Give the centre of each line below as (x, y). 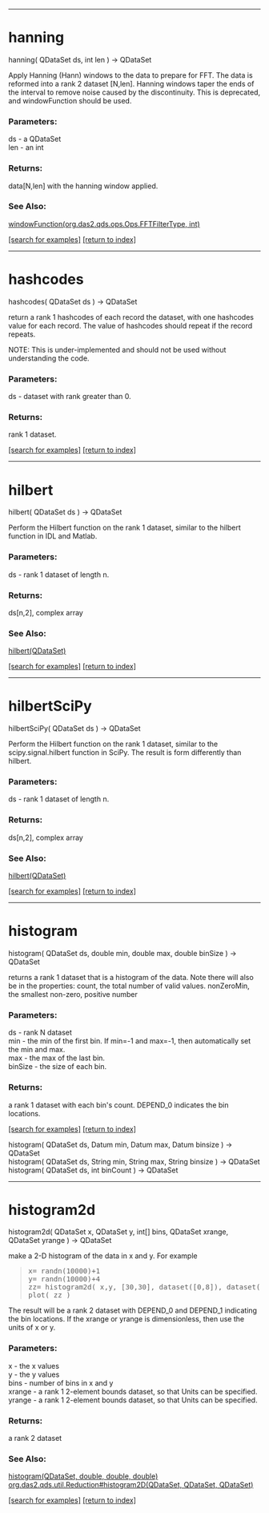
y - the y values (34, 1374)
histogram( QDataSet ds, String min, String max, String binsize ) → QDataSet (134, 1161)
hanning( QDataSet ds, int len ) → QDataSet (80, 59)
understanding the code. (49, 358)
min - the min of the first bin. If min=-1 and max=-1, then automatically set (130, 1041)
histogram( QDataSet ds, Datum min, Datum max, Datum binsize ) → (120, 1144)
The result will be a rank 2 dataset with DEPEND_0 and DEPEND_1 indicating (133, 1310)
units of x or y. (32, 1328)
